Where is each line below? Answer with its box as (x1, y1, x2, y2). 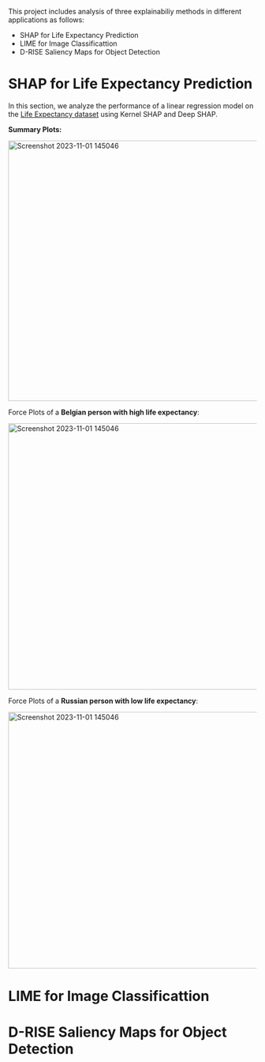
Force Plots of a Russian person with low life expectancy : (8, 696, 199, 705)
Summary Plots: (8, 124, 62, 134)
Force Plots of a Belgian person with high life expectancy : (8, 407, 200, 417)
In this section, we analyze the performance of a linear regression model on (8, 100, 254, 110)
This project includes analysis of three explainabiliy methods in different (8, 7, 242, 16)
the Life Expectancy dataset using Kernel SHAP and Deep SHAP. (8, 109, 218, 119)
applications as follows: (8, 15, 84, 25)
